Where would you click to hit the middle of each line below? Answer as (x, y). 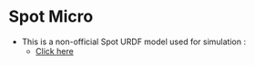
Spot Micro (51, 17)
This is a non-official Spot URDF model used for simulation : (134, 42)
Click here (54, 51)
